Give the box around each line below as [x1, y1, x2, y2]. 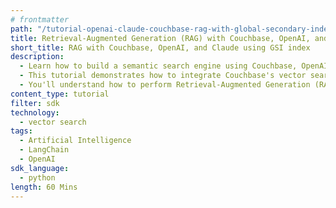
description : [10, 52, 65, 62]
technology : [10, 107, 60, 118]
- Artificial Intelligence [19, 136, 132, 146]
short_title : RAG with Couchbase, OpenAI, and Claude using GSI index [10, 42, 311, 53]
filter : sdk [10, 98, 60, 108]
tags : [10, 126, 33, 136]
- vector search [19, 117, 87, 127]
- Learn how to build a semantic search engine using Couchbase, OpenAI [19, 61, 329, 71]
